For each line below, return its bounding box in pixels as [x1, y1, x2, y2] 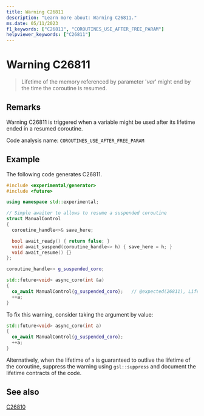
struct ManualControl [6, 216, 61, 222]
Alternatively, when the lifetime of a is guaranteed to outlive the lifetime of [6, 356, 191, 364]
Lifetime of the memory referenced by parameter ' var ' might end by [21, 78, 191, 85]
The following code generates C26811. [6, 170, 102, 178]
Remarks [6, 102, 41, 113]
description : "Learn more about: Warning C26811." [6, 15, 137, 21]
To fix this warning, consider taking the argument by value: [6, 310, 154, 318]
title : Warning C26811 [6, 9, 64, 15]
